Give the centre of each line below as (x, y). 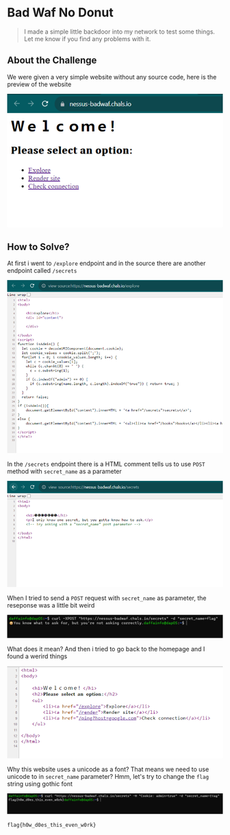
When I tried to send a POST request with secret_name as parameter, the (107, 598)
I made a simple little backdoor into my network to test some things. (119, 32)
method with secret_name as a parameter (64, 471)
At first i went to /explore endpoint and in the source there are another (106, 263)
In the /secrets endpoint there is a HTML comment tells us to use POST (106, 464)
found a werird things (37, 656)
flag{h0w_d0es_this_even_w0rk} (52, 825)
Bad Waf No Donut (61, 13)
